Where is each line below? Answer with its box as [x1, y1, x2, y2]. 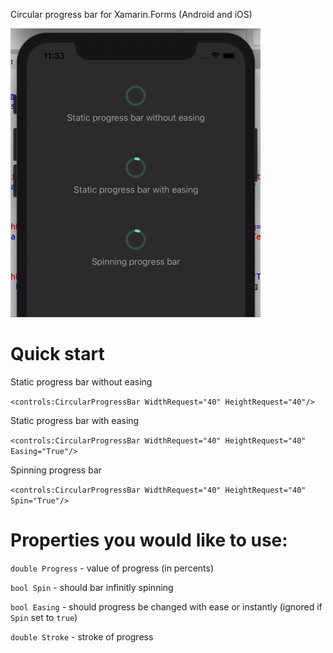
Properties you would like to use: [10, 529, 288, 552]
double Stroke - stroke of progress [10, 630, 154, 643]
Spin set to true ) [10, 611, 78, 623]
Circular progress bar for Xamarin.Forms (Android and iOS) [10, 9, 253, 20]
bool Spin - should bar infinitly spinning [10, 581, 174, 593]
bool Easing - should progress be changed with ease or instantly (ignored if [10, 600, 323, 613]
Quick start [10, 343, 105, 366]
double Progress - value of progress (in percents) [10, 562, 215, 574]
